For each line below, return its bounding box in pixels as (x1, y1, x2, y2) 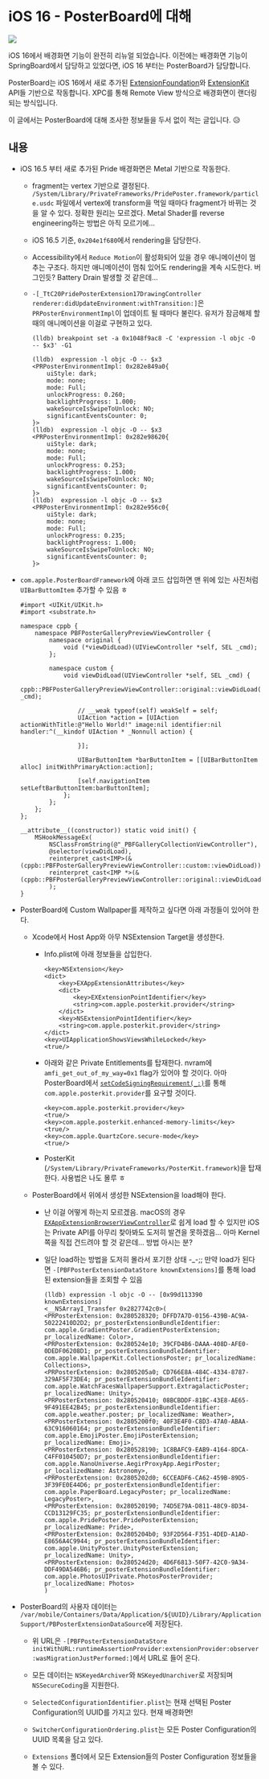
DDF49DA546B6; (43, 1565, 92, 1574)
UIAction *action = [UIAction (77, 713, 179, 721)
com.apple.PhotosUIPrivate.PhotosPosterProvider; (43, 1572, 214, 1580)
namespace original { (49, 636, 122, 644)
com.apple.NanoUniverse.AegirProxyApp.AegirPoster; (43, 1459, 221, 1467)
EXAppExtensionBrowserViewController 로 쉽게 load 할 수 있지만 (43, 1217, 247, 1227)
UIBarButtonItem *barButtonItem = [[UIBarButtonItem (77, 756, 259, 764)
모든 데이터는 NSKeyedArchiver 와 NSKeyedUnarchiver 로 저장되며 (31, 1670, 234, 1679)
